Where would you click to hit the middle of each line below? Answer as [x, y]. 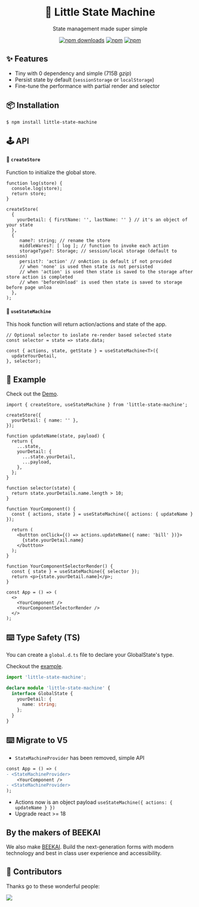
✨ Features [27, 59]
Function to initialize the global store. [51, 173]
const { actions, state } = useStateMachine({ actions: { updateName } [102, 515]
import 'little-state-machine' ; [46, 677]
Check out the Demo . [32, 394]
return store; [29, 194]
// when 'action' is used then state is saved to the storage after [106, 272]
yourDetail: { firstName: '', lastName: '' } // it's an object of [102, 220]
